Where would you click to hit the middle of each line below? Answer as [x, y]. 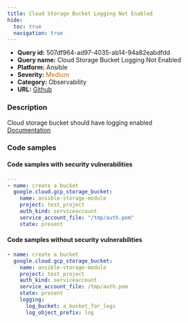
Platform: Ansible [42, 67]
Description [27, 107]
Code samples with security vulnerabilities [70, 164]
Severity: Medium [43, 75]
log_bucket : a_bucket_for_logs [70, 306]
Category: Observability [52, 82]
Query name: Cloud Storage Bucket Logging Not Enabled [99, 60]
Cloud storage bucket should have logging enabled [80, 123]
